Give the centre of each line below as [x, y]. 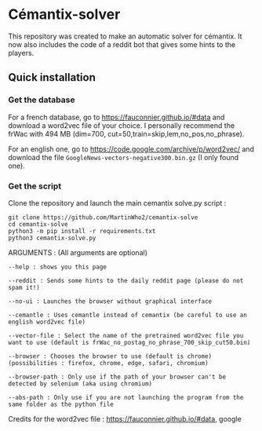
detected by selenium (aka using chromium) [80, 384]
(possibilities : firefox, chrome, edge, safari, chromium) [109, 363]
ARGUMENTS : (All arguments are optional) [78, 252]
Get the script [35, 186]
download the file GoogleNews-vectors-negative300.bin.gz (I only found [124, 157]
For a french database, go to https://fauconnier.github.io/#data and [116, 117]
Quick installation [52, 77]
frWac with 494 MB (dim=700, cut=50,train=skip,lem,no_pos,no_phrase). [126, 133]
